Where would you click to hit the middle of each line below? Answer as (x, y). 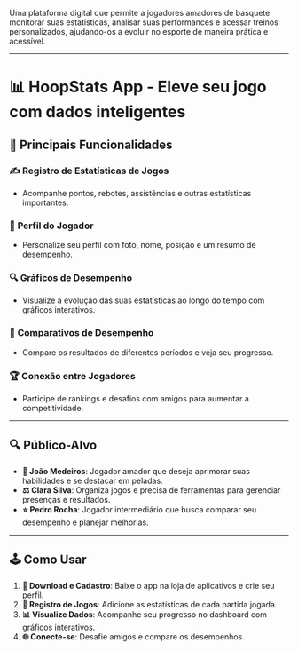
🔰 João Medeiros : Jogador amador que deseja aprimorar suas (136, 471)
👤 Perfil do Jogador (51, 226)
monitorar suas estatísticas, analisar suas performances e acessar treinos (144, 22)
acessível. (27, 41)
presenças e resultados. (66, 499)
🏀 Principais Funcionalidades (91, 144)
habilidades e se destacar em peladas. (92, 480)
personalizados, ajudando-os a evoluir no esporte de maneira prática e (139, 32)
